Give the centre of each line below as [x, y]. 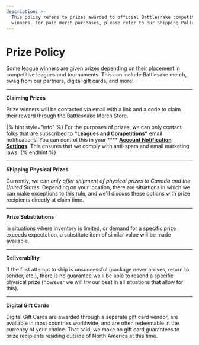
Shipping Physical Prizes [37, 170]
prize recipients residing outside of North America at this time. [82, 336]
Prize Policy [36, 52]
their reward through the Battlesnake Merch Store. [67, 116]
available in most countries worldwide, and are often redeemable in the [93, 323]
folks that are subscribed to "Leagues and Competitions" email [84, 133]
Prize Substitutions [30, 217]
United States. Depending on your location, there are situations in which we [98, 187]
